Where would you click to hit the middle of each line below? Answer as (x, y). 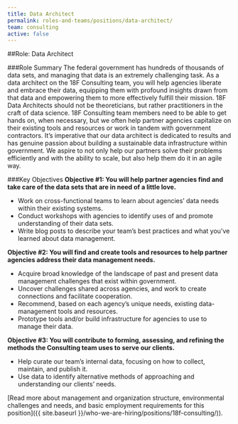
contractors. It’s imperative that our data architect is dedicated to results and (119, 136)
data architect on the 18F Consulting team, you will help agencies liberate (114, 83)
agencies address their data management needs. (81, 260)
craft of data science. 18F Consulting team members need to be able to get (117, 113)
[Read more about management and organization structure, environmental (116, 398)
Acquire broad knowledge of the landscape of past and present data (118, 273)
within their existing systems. (60, 208)
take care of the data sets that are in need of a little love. (92, 187)
